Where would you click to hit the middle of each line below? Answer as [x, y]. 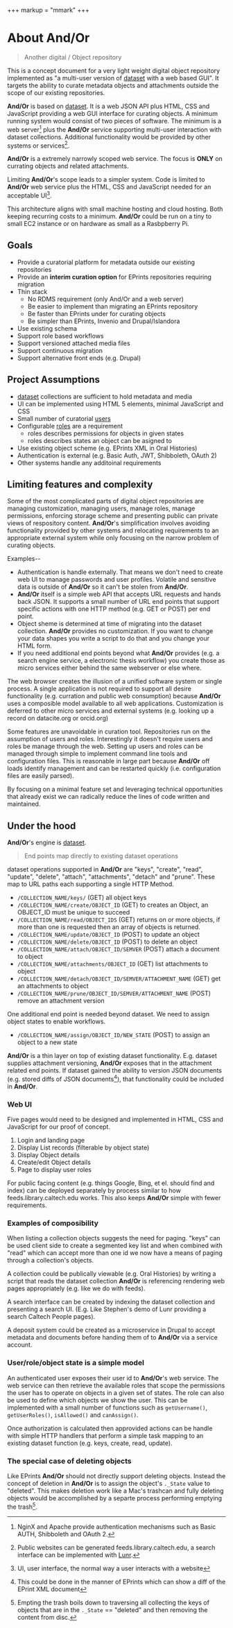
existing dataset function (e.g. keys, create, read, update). [90, 1443]
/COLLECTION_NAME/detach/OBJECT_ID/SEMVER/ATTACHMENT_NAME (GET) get [119, 979]
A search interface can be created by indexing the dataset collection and [111, 1302]
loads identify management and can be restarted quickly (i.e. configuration [114, 768]
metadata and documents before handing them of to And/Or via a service [113, 1337]
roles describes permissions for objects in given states [106, 433]
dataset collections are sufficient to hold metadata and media [105, 396]
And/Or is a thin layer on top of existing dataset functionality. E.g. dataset [112, 1056]
